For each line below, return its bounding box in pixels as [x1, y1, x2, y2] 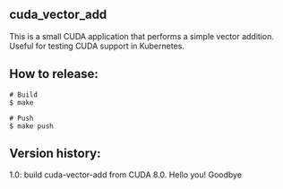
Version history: [9, 146, 101, 161]
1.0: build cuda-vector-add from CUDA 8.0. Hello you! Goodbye [9, 169, 243, 180]
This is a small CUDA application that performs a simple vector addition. [9, 30, 275, 41]
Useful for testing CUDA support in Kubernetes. [9, 40, 185, 51]
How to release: [9, 66, 99, 82]
